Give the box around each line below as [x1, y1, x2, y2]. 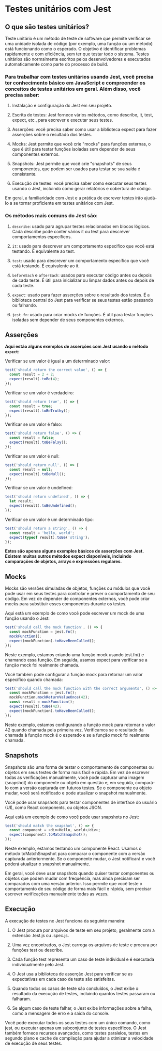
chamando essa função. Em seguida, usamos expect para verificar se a [5, 657, 147, 663]
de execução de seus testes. [5, 1040, 62, 1046]
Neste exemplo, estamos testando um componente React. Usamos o [5, 845, 142, 852]
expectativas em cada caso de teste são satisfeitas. [12, 976, 115, 982]
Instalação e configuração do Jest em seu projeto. [12, 103, 113, 109]
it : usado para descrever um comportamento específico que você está [12, 243, 155, 249]
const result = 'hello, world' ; [9, 530, 75, 535]
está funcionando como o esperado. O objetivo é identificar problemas [5, 46, 146, 51]
